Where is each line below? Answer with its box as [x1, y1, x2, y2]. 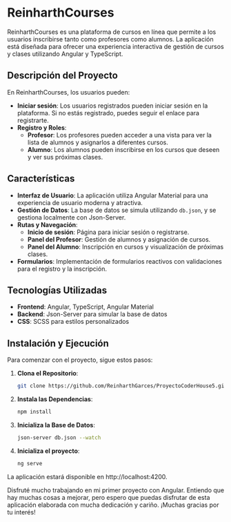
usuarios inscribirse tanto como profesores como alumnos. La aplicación [7, 35, 214, 43]
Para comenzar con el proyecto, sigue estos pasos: [7, 356, 153, 364]
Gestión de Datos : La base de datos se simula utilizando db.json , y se [17, 206, 217, 214]
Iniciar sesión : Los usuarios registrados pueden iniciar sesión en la [17, 101, 208, 110]
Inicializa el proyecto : [17, 447, 80, 455]
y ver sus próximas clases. [27, 153, 103, 161]
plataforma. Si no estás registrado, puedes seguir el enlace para [17, 108, 200, 117]
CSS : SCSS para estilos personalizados [17, 318, 130, 326]
